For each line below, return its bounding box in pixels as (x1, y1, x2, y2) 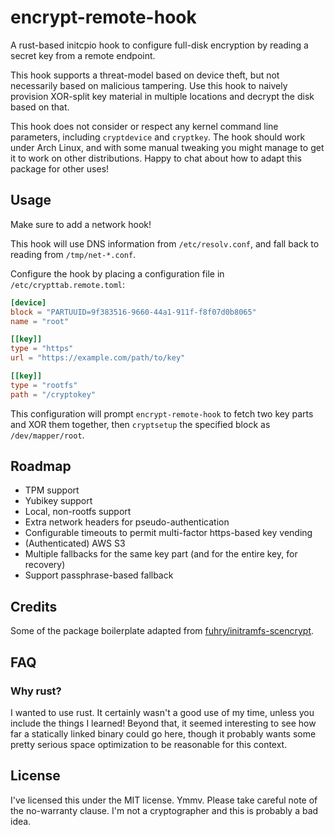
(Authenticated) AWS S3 (24, 537, 126, 550)
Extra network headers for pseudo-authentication (24, 516, 230, 528)
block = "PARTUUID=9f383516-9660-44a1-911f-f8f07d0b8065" (10, 307, 257, 317)
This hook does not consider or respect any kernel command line (10, 120, 279, 132)
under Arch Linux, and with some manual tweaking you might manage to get (10, 141, 325, 153)
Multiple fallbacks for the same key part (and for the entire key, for (24, 548, 298, 560)
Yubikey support (24, 495, 93, 507)
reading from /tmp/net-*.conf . (10, 248, 137, 260)
